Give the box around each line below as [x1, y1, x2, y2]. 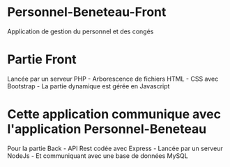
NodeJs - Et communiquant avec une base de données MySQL [7, 151, 188, 160]
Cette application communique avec [7, 106, 222, 122]
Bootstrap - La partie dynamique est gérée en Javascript [7, 81, 170, 90]
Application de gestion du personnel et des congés [7, 27, 154, 35]
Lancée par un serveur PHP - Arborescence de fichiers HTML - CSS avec [7, 74, 219, 83]
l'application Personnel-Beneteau [7, 121, 207, 137]
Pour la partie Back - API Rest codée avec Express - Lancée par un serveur [7, 144, 223, 152]
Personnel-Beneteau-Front [7, 4, 167, 20]
